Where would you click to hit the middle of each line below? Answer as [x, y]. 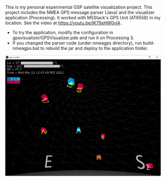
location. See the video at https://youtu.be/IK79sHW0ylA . [64, 23]
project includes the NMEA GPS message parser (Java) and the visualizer [80, 12]
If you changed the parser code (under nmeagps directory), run [77, 43]
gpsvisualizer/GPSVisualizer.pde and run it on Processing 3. [73, 38]
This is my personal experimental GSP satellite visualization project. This [79, 7]
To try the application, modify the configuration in [63, 32]
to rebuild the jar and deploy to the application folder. [94, 48]
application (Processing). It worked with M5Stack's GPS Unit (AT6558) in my [83, 18]
